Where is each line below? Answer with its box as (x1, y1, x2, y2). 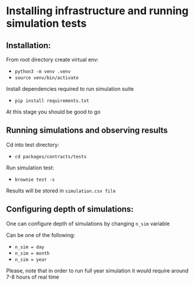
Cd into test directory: (6, 141, 60, 148)
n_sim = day (14, 244, 44, 250)
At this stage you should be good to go (6, 108, 101, 115)
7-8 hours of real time (6, 273, 59, 280)
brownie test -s (14, 177, 55, 182)
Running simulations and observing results (6, 126, 168, 136)
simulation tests (6, 17, 87, 30)
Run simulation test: (6, 164, 54, 171)
